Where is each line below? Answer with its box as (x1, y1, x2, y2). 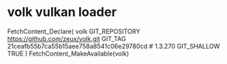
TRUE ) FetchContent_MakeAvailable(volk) (7, 49, 130, 58)
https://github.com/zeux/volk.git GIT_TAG (7, 34, 126, 42)
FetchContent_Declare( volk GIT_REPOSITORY (7, 27, 141, 35)
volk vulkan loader (7, 4, 117, 20)
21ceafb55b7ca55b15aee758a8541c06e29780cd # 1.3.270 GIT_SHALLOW (7, 42, 221, 50)
